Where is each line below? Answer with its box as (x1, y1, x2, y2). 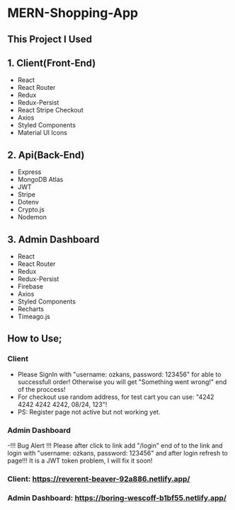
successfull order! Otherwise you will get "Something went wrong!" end (17, 377, 227, 386)
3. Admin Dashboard (7, 233, 100, 245)
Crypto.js (17, 205, 45, 214)
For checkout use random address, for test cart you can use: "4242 (17, 393, 214, 401)
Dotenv (17, 198, 39, 207)
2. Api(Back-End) (7, 149, 85, 161)
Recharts (17, 305, 45, 313)
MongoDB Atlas (17, 175, 64, 184)
